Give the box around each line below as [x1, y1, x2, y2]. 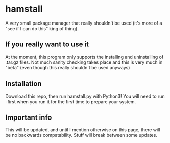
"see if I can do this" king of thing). [5, 25, 79, 31]
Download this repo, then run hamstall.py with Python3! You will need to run [5, 93, 165, 99]
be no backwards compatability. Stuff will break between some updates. [5, 132, 157, 138]
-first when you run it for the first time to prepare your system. [5, 98, 136, 105]
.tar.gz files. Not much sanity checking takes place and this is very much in [5, 59, 163, 65]
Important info [5, 113, 52, 122]
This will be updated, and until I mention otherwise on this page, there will [5, 127, 160, 133]
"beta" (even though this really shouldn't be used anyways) [5, 64, 130, 70]
